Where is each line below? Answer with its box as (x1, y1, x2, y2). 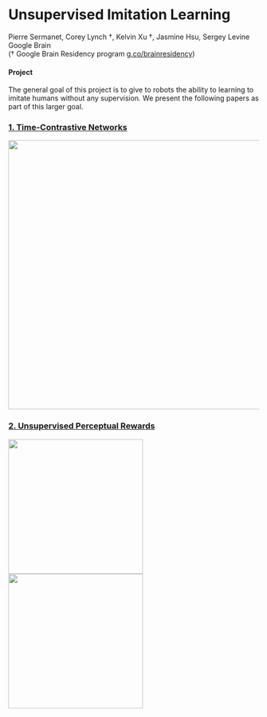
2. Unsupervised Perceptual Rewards (8, 420, 155, 431)
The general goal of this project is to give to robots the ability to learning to (8, 85, 253, 95)
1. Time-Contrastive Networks (8, 122, 128, 133)
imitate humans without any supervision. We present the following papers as (8, 93, 259, 103)
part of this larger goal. (8, 102, 84, 112)
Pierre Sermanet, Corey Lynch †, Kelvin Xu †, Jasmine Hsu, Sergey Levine (8, 32, 250, 41)
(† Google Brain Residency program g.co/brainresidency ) (8, 49, 195, 58)
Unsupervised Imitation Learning (8, 6, 231, 24)
